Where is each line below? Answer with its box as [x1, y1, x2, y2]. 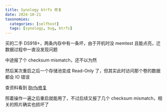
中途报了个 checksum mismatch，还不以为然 [5, 57, 97, 63]
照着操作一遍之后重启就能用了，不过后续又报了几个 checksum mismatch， [5, 95, 158, 101]
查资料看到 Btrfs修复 [5, 84, 47, 90]
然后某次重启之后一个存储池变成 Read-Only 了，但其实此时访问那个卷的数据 [5, 68, 161, 74]
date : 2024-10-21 [5, 12, 41, 17]
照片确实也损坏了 [13, 101, 49, 107]
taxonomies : [5, 16, 30, 21]
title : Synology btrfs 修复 [5, 7, 62, 12]
